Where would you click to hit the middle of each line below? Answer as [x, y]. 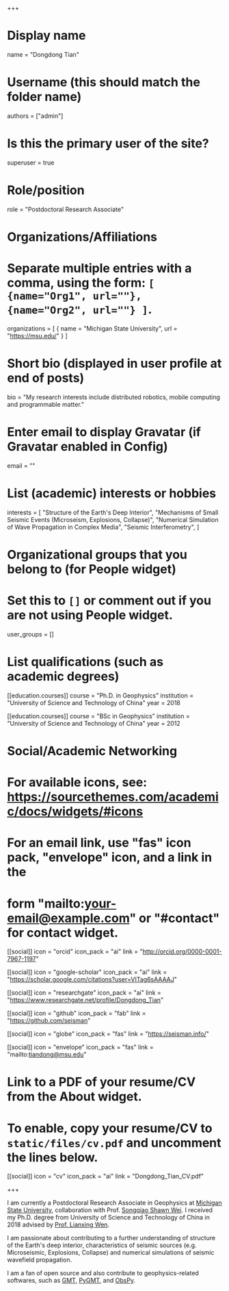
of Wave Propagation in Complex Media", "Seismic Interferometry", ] [103, 527]
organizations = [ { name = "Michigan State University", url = [92, 328]
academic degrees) [63, 676]
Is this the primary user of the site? [108, 144]
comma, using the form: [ [81, 283]
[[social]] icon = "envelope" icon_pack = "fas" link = [80, 1047]
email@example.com [68, 918]
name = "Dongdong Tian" [43, 54]
